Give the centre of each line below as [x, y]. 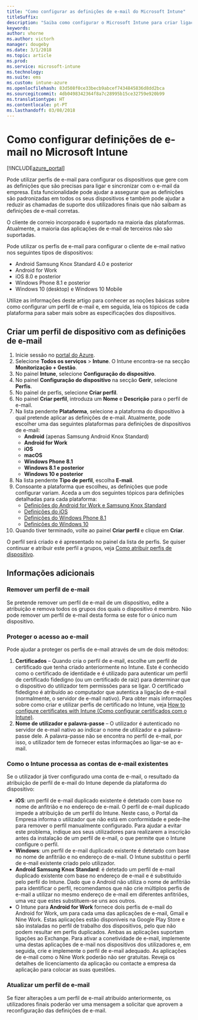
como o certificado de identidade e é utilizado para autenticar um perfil [101, 673]
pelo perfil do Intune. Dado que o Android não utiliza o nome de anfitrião [103, 882]
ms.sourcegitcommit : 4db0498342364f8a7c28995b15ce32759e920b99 [86, 94]
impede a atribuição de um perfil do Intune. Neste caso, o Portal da [96, 813]
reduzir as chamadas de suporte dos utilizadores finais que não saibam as [97, 205]
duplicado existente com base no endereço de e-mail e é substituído [98, 876]
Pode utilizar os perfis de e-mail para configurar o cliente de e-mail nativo [96, 246]
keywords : [19, 28]
